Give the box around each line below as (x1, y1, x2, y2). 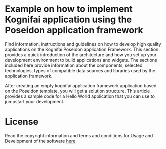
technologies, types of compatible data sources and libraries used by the (5, 67, 156, 73)
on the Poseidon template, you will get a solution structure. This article (5, 88, 150, 94)
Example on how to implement (5, 3, 133, 15)
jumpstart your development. (5, 98, 65, 104)
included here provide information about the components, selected (5, 62, 143, 68)
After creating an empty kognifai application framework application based (5, 82, 157, 88)
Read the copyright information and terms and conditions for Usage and (5, 132, 153, 138)
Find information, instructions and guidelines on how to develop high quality (5, 41, 161, 47)
